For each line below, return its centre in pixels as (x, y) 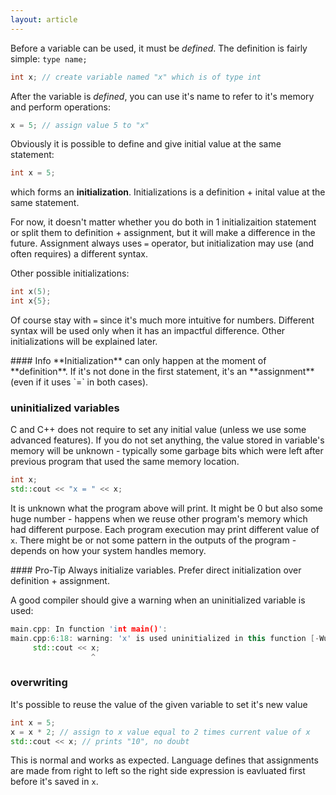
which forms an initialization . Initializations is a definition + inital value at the (168, 192)
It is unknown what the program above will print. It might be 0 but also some (167, 508)
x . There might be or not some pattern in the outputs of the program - (153, 540)
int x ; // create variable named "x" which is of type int (136, 77)
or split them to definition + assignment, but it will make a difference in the (163, 233)
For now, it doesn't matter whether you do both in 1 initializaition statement (163, 222)
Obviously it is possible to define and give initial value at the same (146, 144)
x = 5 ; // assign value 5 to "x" (80, 125)
